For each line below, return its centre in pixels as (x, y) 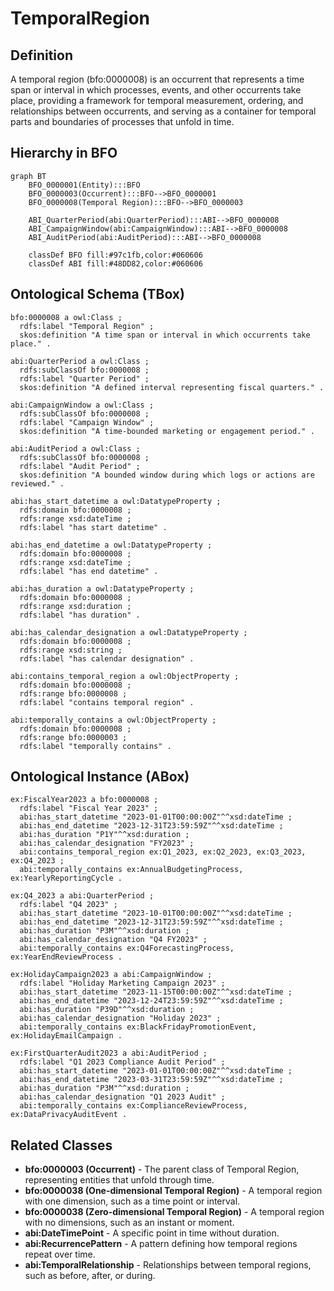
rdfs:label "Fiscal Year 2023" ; (89, 808)
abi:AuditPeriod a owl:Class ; (75, 448)
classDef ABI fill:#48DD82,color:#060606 (115, 263)
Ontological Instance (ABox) (100, 777)
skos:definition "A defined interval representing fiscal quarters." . (172, 387)
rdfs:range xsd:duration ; (75, 606)
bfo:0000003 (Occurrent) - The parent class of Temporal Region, (162, 1169)
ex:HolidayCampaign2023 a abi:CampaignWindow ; (111, 975)
